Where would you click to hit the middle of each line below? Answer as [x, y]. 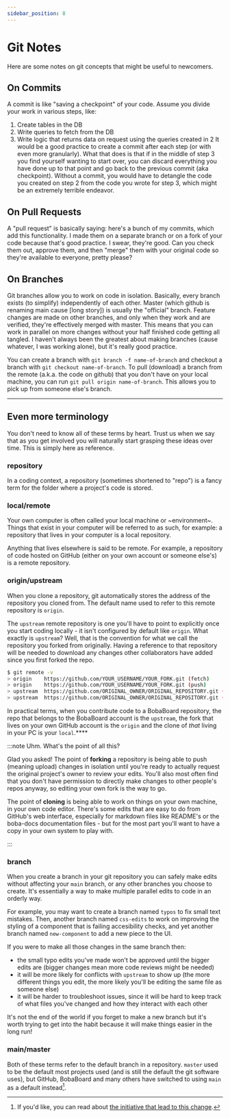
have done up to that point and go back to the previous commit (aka [113, 169]
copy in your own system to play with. [61, 831]
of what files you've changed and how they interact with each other [112, 1004]
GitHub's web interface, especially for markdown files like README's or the [113, 817]
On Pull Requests [44, 212]
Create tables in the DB [50, 125]
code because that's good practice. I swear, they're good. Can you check [111, 243]
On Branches [35, 279]
